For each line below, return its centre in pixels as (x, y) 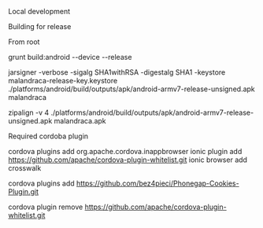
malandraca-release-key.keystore (63, 81)
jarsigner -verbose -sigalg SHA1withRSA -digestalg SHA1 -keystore (117, 72)
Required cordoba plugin (48, 136)
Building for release (40, 26)
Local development (39, 11)
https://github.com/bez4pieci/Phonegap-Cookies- (157, 183)
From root (24, 42)
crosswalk (25, 168)
